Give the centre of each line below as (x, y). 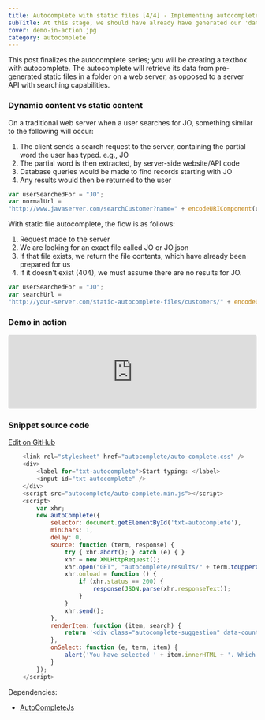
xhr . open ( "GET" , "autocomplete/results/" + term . (147, 567)
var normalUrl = (35, 202)
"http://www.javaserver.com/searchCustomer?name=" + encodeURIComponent (130, 209)
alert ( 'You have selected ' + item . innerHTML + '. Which (160, 655)
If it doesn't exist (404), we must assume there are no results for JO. (131, 273)
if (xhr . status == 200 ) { (121, 582)
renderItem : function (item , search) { (116, 625)
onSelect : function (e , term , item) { (114, 647)
